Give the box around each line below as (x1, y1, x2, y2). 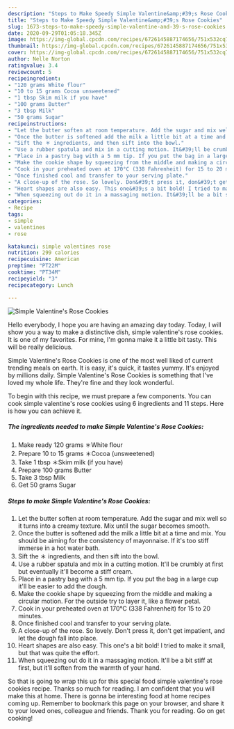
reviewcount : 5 (8, 68, 52, 75)
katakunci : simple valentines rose (8, 243, 111, 250)
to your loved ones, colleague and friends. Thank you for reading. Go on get (8, 707, 225, 715)
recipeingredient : (8, 75, 61, 82)
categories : (8, 198, 42, 205)
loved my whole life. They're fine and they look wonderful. (8, 378, 174, 386)
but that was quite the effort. (17, 649, 100, 657)
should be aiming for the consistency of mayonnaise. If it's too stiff (17, 537, 209, 545)
